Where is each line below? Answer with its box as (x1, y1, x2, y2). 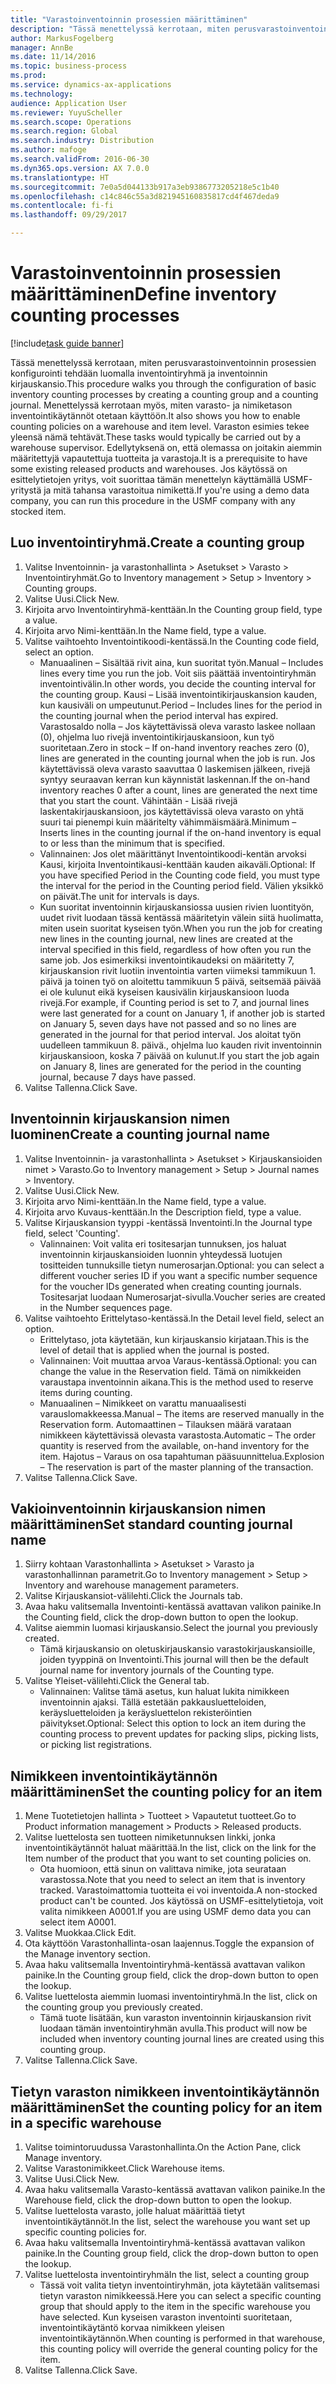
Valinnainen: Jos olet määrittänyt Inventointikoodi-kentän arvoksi (39, 847, 307, 860)
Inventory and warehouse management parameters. (24, 1579, 240, 1591)
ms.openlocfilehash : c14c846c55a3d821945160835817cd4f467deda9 (10, 191, 280, 201)
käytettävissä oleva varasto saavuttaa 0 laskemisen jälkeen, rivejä (39, 762, 311, 775)
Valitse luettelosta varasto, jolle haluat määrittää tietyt (24, 2205, 246, 2216)
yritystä (10, 484, 42, 496)
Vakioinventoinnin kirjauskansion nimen (10, 1500, 267, 1517)
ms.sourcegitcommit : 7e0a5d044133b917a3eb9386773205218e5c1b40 (10, 182, 280, 192)
